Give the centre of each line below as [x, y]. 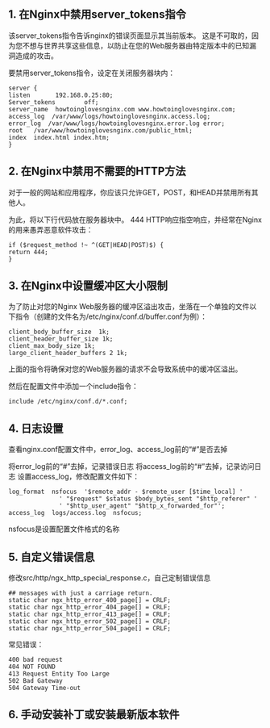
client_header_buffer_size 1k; [61, 339]
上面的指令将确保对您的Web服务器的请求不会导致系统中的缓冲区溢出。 [125, 369]
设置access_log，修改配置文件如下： [78, 477]
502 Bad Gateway [35, 681]
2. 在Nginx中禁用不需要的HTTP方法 [98, 172]
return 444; [28, 252]
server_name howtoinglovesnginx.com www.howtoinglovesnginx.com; [122, 109]
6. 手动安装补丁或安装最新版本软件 [94, 715]
